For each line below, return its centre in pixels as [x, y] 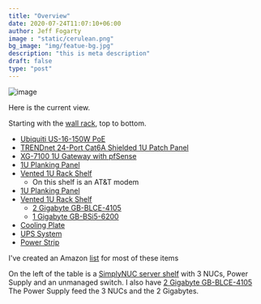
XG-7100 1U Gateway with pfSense [78, 156]
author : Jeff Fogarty [45, 31]
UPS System [41, 233]
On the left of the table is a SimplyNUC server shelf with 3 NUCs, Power [128, 273]
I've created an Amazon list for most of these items [94, 258]
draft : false [30, 62]
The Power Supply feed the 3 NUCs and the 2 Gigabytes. [104, 291]
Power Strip [40, 242]
